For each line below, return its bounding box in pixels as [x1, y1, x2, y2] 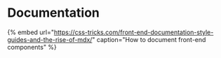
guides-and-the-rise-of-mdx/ [7, 35, 93, 43]
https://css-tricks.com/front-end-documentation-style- [53, 28, 214, 36]
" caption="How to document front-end [92, 35, 206, 43]
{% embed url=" [7, 28, 55, 36]
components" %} [7, 43, 58, 51]
